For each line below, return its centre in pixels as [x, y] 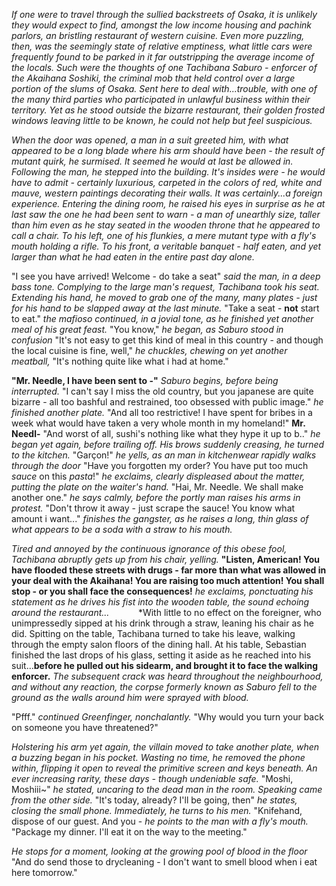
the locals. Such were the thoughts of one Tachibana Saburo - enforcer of [164, 67]
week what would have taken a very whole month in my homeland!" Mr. [158, 423]
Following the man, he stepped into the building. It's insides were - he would [168, 172]
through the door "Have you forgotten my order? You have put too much [160, 465]
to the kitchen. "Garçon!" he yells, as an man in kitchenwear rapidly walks [164, 455]
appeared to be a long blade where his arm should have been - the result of [168, 150]
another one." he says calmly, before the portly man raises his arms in [156, 497]
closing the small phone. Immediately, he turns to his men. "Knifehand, [157, 810]
